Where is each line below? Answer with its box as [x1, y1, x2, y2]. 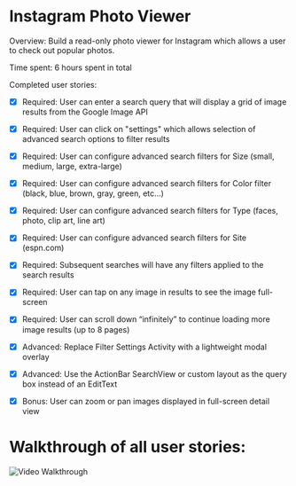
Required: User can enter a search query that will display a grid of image [21, 96, 287, 107]
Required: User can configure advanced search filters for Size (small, [21, 151, 275, 161]
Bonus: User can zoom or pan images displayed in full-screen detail [21, 396, 270, 406]
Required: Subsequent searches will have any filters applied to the [21, 260, 264, 270]
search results [21, 270, 74, 280]
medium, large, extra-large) [21, 161, 122, 172]
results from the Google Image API [21, 106, 149, 117]
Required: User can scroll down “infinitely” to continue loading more [21, 314, 270, 325]
